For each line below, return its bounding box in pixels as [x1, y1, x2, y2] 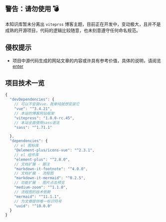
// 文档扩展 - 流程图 [14, 171, 54, 176]
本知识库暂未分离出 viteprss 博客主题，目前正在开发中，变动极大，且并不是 [5, 21, 161, 27]
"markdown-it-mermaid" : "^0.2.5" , [14, 176, 86, 181]
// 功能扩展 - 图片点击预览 [14, 180, 65, 186]
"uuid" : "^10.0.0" [14, 204, 52, 209]
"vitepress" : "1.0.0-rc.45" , [14, 115, 75, 121]
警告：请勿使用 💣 [5, 4, 59, 13]
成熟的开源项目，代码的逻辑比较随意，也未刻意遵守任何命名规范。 [5, 27, 141, 33]
